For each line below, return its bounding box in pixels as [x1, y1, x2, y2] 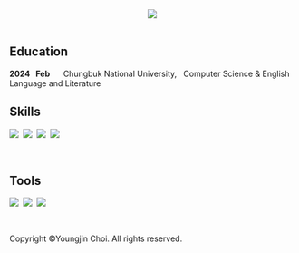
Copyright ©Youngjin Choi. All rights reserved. [9, 233, 183, 244]
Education [9, 44, 69, 60]
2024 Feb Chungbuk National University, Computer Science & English [9, 68, 290, 79]
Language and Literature [9, 77, 101, 89]
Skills [9, 104, 41, 120]
